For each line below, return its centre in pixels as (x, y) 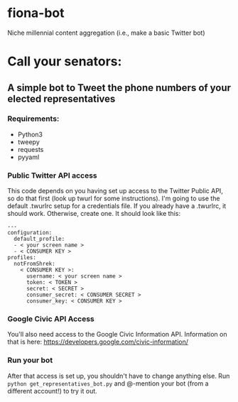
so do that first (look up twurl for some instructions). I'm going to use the (114, 199)
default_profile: (39, 239)
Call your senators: (65, 61)
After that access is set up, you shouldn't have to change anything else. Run (119, 376)
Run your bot (30, 360)
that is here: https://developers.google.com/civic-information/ (98, 342)
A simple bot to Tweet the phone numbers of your (119, 88)
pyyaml (28, 157)
